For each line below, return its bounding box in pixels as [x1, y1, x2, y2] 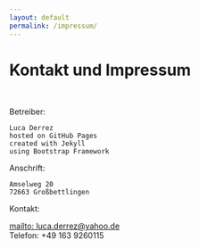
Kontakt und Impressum [9, 60, 192, 80]
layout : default [9, 12, 70, 22]
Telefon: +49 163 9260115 [9, 230, 104, 241]
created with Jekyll [9, 139, 87, 148]
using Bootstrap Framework [9, 147, 110, 156]
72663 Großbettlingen [9, 188, 90, 197]
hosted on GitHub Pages [9, 131, 98, 141]
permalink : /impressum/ [9, 21, 98, 30]
